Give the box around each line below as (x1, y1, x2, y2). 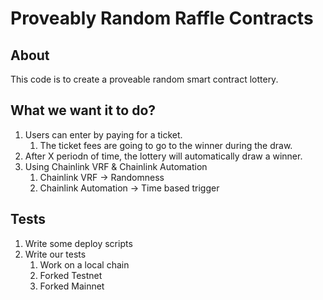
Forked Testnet (39, 269, 103, 281)
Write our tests (24, 248, 87, 260)
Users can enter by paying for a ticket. (24, 128, 183, 141)
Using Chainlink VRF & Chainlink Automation (24, 160, 208, 172)
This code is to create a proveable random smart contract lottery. (10, 73, 279, 85)
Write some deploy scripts (24, 237, 133, 249)
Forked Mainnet (39, 280, 105, 292)
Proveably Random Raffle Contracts (10, 7, 314, 30)
